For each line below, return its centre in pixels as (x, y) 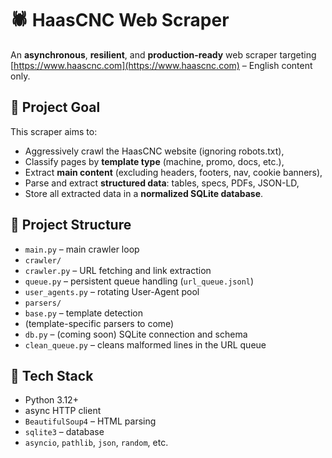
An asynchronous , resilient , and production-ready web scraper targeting (163, 54)
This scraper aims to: (54, 131)
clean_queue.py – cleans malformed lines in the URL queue (145, 344)
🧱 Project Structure (71, 225)
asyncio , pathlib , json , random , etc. (96, 443)
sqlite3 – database (64, 432)
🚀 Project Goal (55, 107)
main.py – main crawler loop (82, 249)
